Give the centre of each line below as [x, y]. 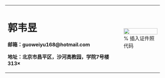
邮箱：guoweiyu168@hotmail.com [49, 45]
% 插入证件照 [139, 39]
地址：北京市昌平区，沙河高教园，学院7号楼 [58, 57]
